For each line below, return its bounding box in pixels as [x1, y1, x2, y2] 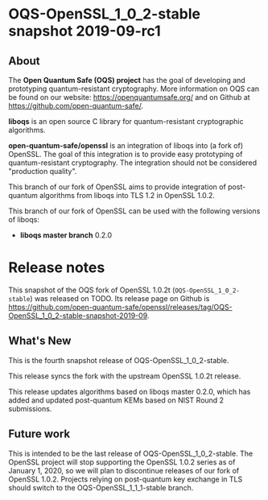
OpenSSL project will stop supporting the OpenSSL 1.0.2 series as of [8, 457, 236, 467]
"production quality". [8, 167, 77, 176]
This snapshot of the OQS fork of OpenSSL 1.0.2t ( [8, 285, 175, 295]
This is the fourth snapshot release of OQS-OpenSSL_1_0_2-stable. [8, 355, 229, 365]
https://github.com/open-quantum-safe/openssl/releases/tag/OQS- [8, 302, 233, 312]
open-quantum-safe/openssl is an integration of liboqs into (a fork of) [8, 141, 244, 150]
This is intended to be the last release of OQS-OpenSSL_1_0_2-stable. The [8, 448, 254, 458]
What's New [8, 334, 72, 348]
